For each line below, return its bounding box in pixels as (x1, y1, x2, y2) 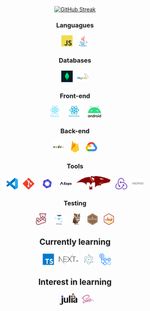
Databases (59, 56, 91, 65)
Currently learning (39, 237, 111, 247)
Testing (63, 199, 87, 208)
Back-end (60, 126, 90, 135)
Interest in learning (38, 277, 112, 287)
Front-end (60, 92, 90, 100)
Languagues (55, 21, 95, 29)
